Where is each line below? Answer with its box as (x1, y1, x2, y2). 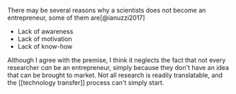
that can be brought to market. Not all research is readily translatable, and (7, 71, 223, 79)
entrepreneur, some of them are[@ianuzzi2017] (7, 13, 145, 22)
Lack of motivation (17, 35, 72, 43)
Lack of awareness (17, 28, 74, 35)
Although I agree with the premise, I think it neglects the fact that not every (7, 56, 226, 64)
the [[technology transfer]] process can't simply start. (7, 78, 164, 87)
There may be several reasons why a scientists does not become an (7, 6, 206, 14)
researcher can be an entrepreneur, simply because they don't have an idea (7, 64, 229, 71)
